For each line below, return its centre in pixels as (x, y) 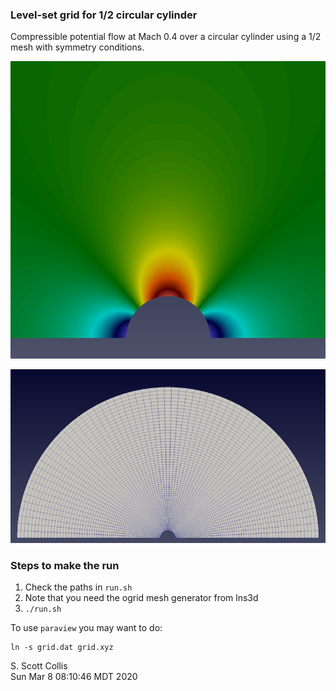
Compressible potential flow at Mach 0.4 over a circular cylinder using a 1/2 (166, 37)
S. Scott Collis (39, 666)
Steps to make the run (65, 565)
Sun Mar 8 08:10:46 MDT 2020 (74, 677)
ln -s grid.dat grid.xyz (62, 648)
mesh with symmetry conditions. (77, 47)
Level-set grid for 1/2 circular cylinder (104, 15)
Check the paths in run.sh (78, 587)
